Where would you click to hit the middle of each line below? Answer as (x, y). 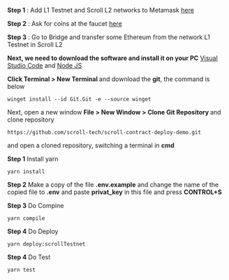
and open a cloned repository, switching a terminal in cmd (91, 145)
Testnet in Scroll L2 (35, 44)
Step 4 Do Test (29, 257)
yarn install (26, 172)
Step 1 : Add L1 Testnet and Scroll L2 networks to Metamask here (101, 10)
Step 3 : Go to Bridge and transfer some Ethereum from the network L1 (109, 37)
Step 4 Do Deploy (33, 231)
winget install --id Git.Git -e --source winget (79, 99)
